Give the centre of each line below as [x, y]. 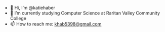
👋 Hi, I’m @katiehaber [33, 8]
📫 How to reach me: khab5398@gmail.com [56, 24]
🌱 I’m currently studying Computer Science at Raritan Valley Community [85, 13]
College [18, 18]
